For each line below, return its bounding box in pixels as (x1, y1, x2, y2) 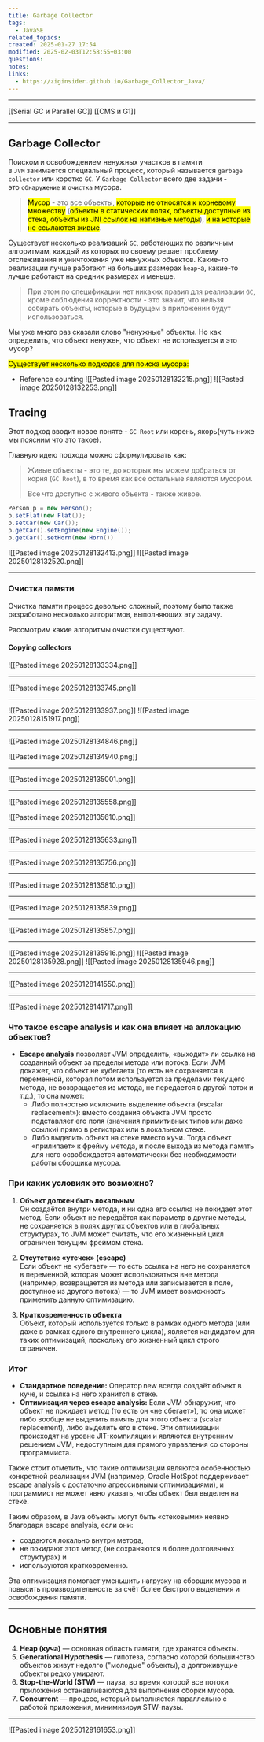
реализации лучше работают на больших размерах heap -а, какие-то (8, 263, 239, 272)
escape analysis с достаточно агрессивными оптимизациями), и (8, 1480, 224, 1489)
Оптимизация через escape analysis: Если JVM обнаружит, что (19, 1397, 236, 1407)
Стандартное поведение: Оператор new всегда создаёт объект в (19, 1381, 242, 1390)
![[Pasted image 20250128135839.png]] (8, 903, 137, 912)
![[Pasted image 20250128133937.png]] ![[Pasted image (8, 706, 189, 715)
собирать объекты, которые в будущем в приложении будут (27, 304, 231, 313)
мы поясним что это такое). (8, 435, 102, 445)
